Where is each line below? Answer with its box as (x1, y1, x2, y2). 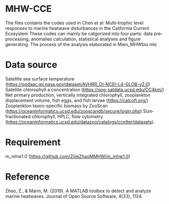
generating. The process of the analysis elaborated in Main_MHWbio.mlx (5, 41, 157, 47)
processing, (5, 36, 30, 42)
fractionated (5, 113, 31, 119)
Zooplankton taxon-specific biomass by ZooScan (5, 102, 108, 109)
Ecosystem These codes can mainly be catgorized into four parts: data (5, 30, 153, 36)
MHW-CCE (5, 3, 52, 15)
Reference (5, 171, 50, 182)
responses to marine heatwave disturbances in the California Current (5, 25, 149, 31)
